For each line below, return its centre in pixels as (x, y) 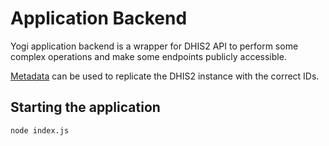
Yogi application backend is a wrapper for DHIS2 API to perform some (154, 46)
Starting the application (85, 107)
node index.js (40, 130)
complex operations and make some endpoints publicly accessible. (148, 56)
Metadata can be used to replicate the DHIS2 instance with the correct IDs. (165, 76)
